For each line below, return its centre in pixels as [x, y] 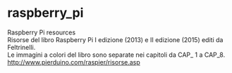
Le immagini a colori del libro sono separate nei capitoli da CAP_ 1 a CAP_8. [116, 55]
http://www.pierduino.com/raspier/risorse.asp [74, 62]
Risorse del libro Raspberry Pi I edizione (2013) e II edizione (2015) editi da [115, 39]
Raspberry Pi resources [42, 32]
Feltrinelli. [22, 47]
